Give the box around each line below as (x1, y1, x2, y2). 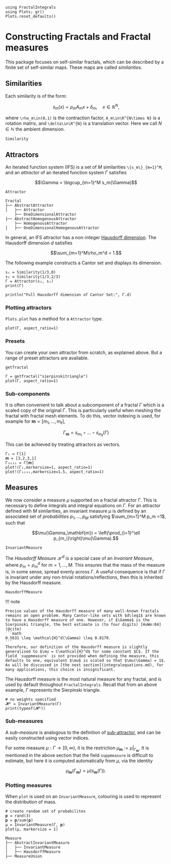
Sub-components (5, 390, 50, 397)
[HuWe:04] (140, 622, 161, 627)
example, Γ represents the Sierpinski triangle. (5, 687, 101, 693)
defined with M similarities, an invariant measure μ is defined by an (5, 508, 146, 514)
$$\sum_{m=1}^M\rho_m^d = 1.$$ (50, 250, 122, 256)
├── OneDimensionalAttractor (14, 212, 77, 217)
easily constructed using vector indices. (5, 734, 90, 741)
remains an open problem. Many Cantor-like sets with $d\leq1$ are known (5, 613, 166, 618)
